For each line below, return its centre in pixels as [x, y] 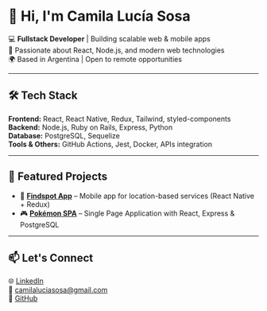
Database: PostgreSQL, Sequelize [64, 135]
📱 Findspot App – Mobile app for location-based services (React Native [137, 196]
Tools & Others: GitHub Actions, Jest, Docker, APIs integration [110, 144]
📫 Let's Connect [51, 258]
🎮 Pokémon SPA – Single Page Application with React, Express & [127, 213]
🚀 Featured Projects [58, 177]
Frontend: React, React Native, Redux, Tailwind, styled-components [120, 119]
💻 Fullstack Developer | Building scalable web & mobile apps [109, 38]
